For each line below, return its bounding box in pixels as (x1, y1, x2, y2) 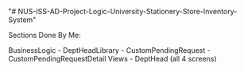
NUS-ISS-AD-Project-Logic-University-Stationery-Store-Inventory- (17, 7, 238, 16)
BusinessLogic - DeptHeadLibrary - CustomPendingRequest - (8, 46, 211, 54)
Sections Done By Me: (8, 31, 81, 39)
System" (8, 15, 37, 24)
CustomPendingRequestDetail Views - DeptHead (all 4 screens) (8, 54, 217, 63)
